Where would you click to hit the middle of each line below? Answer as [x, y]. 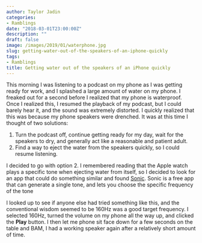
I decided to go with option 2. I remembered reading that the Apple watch [97, 165]
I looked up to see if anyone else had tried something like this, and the [93, 203]
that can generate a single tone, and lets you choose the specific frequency [100, 185]
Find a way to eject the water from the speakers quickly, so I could [97, 147]
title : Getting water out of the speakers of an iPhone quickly [88, 68]
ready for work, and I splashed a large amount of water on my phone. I [93, 91]
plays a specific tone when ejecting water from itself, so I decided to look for [101, 172]
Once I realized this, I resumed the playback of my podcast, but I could [94, 104]
